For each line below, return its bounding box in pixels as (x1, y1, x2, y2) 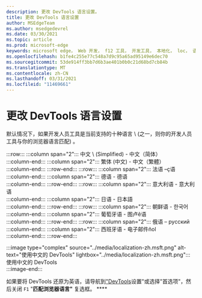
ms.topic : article (6, 37, 52, 43)
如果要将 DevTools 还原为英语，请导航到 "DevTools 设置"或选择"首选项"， (6, 278, 186, 285)
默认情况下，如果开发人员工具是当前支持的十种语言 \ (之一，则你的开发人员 (6, 130, 192, 137)
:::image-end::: (6, 265, 43, 272)
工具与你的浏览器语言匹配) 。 (6, 138, 79, 145)
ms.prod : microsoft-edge (6, 43, 69, 49)
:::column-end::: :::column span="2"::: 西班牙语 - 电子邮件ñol (6, 225, 156, 233)
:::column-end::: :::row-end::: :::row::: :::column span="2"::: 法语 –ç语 (6, 165, 176, 172)
